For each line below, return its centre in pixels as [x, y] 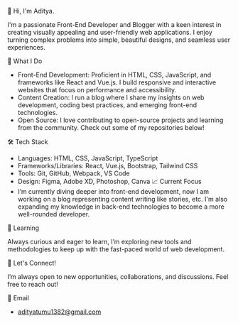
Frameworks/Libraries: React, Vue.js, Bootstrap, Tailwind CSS [108, 166]
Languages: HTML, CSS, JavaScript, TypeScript [88, 158]
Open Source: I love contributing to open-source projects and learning [120, 120]
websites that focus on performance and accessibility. [97, 90]
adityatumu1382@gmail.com [59, 312]
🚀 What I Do [25, 61]
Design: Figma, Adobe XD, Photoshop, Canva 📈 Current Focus [109, 181]
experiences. [27, 47]
